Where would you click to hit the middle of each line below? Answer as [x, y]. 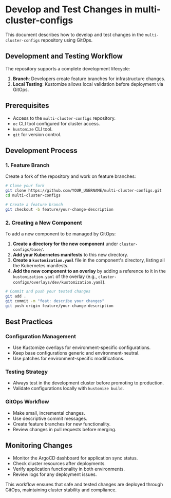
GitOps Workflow [27, 402]
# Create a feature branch [34, 205]
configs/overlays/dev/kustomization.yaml [58, 282]
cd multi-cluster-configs [33, 195]
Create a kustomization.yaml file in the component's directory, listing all [89, 260]
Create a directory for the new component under [65, 244]
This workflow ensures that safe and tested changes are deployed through [84, 484]
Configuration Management [41, 336]
